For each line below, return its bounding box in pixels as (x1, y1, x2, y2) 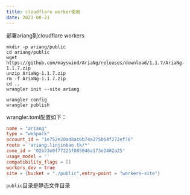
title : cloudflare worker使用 (6, 8, 80, 15)
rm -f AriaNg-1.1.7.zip (6, 75, 66, 82)
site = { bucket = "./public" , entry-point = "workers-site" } (6, 170, 161, 176)
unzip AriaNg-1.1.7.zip (6, 70, 66, 76)
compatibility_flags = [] (6, 159, 71, 165)
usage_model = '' (6, 153, 50, 159)
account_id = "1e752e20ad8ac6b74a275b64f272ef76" (6, 136, 134, 142)
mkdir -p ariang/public (6, 43, 66, 50)
